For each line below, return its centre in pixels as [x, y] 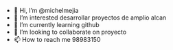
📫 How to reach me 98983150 [57, 40]
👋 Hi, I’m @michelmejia [46, 10]
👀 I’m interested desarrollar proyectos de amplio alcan [90, 18]
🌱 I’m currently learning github [56, 25]
